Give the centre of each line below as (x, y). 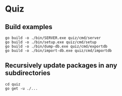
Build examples (29, 27)
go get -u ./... (21, 88)
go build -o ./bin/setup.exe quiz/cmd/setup (51, 42)
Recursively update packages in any (61, 66)
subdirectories (28, 73)
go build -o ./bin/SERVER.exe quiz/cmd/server (53, 38)
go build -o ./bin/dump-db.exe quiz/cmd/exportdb (56, 47)
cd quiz (13, 84)
